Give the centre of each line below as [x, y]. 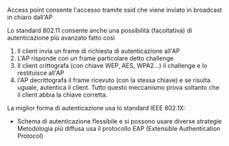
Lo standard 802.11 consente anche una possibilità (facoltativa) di [100, 31]
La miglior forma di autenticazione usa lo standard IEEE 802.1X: [96, 108]
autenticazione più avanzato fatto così [61, 38]
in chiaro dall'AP [30, 17]
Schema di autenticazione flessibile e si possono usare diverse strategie [119, 121]
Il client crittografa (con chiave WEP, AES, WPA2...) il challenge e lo [112, 65]
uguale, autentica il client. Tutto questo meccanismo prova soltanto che [118, 87]
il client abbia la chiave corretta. [62, 95]
